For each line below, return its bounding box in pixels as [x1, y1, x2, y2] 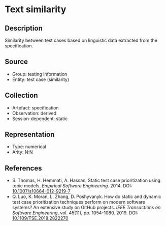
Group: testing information [12, 71, 68, 77]
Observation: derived [12, 110, 57, 116]
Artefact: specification [12, 104, 59, 110]
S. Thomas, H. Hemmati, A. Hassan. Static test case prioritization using [12, 177, 161, 184]
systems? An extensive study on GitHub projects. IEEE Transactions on [12, 205, 161, 211]
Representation [5, 130, 55, 139]
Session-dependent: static [12, 116, 68, 122]
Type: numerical [12, 144, 46, 150]
